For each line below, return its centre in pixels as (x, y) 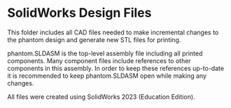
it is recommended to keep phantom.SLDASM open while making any (107, 76)
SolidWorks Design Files (79, 13)
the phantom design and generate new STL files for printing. (94, 39)
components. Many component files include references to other (99, 60)
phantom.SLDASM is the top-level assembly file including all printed (105, 53)
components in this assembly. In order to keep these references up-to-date (116, 68)
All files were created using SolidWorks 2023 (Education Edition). (101, 97)
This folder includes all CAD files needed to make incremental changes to (113, 32)
